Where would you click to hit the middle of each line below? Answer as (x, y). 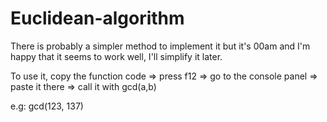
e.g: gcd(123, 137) (47, 106)
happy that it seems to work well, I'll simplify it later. (116, 56)
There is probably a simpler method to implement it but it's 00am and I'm (160, 46)
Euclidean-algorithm (97, 18)
